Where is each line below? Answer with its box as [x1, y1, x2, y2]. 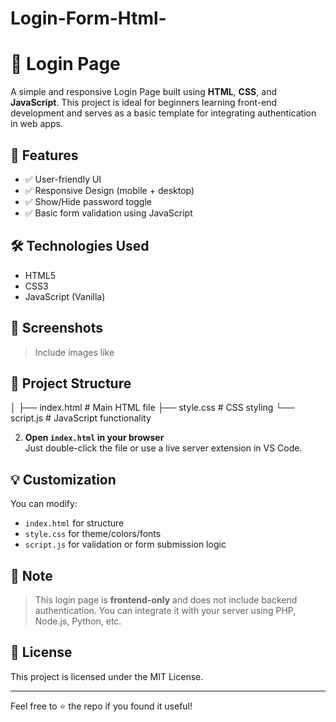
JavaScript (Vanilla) [24, 290, 106, 302]
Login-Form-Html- [10, 7, 167, 30]
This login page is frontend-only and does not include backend [34, 594, 298, 606]
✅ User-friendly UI [24, 173, 102, 185]
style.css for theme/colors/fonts [24, 528, 162, 540]
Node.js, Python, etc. [34, 615, 122, 627]
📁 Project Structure [10, 375, 132, 392]
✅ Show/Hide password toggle [24, 195, 153, 207]
